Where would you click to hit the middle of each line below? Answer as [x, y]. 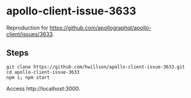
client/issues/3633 [30, 34]
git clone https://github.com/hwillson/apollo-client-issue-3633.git [96, 67]
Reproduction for [27, 28]
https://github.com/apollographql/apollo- [100, 28]
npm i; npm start [28, 77]
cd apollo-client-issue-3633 [43, 72]
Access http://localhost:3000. [43, 88]
